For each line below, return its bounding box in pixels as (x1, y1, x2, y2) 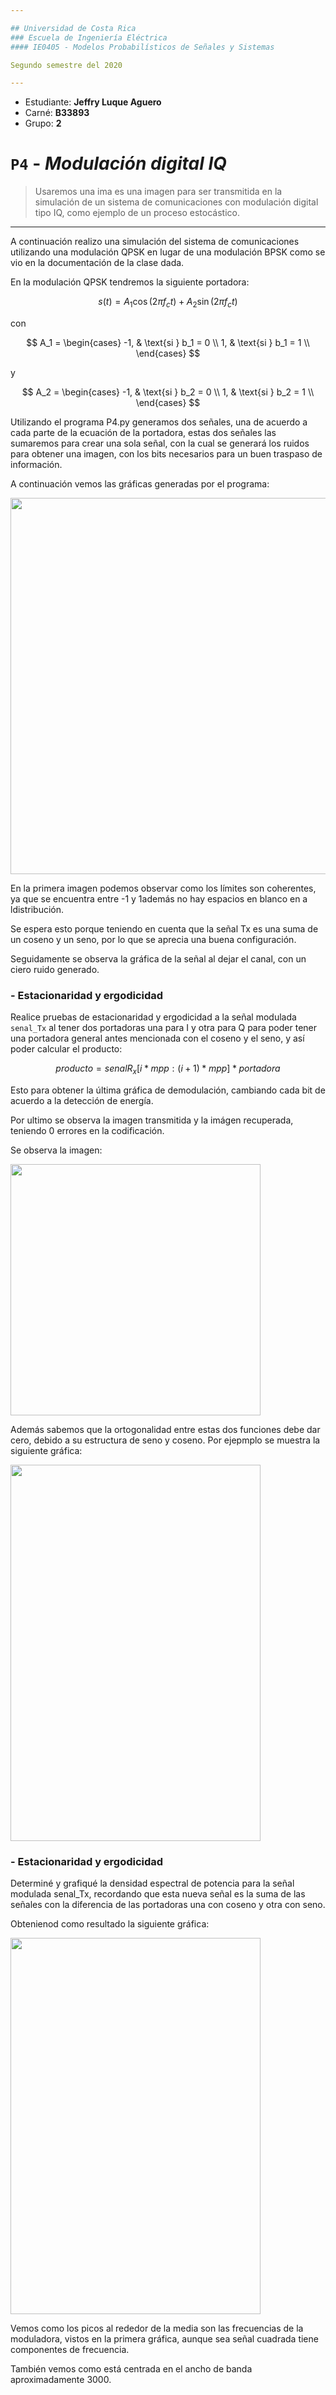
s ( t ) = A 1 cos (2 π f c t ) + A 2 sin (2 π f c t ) (98, 296, 238, 310)
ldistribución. (10, 903, 65, 915)
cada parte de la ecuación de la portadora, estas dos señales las (10, 426, 277, 438)
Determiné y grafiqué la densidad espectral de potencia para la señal (10, 1877, 295, 1890)
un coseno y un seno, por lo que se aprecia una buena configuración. (10, 933, 297, 945)
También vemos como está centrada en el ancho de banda (10, 2363, 253, 2375)
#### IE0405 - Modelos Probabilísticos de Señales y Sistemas (10, 42, 275, 52)
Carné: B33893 (24, 107, 90, 119)
